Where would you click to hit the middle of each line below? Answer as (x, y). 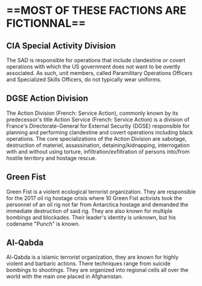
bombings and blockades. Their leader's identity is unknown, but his (91, 217)
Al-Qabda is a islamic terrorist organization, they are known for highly (93, 257)
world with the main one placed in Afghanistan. (65, 276)
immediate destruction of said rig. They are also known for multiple (90, 211)
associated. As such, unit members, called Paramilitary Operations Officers (99, 73)
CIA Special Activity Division (61, 46)
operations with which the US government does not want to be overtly (93, 67)
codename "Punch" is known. (43, 224)
